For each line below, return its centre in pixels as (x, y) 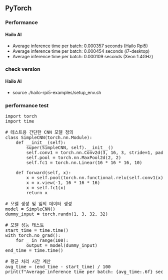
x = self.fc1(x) (46, 187)
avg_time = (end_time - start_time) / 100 (58, 266)
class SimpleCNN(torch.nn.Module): (49, 137)
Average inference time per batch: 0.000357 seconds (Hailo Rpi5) (80, 46)
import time (20, 121)
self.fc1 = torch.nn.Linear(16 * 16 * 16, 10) (84, 162)
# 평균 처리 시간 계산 (28, 261)
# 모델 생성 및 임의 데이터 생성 (39, 203)
